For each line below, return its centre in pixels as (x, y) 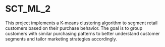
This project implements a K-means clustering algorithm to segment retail (81, 23)
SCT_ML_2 (28, 9)
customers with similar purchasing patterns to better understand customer (82, 33)
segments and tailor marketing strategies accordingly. (61, 39)
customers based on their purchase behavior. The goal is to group (74, 28)
